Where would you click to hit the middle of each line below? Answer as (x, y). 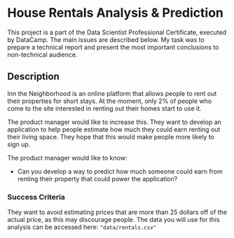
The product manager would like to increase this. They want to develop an (115, 122)
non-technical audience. (42, 55)
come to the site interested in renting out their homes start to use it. (104, 108)
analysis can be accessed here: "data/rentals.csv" (82, 227)
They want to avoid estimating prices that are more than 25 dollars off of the (117, 212)
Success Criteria (36, 197)
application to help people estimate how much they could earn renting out (114, 129)
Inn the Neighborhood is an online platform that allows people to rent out (112, 93)
